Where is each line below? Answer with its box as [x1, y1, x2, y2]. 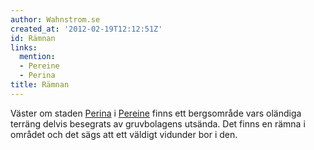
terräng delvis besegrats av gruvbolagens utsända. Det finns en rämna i [10, 117, 306, 130]
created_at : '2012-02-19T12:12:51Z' [10, 24, 163, 34]
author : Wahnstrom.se [10, 14, 101, 25]
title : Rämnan [10, 80, 70, 90]
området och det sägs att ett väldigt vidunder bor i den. [10, 128, 238, 140]
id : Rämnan [10, 33, 56, 43]
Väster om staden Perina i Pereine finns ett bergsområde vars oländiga [10, 107, 302, 119]
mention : [19, 52, 56, 62]
